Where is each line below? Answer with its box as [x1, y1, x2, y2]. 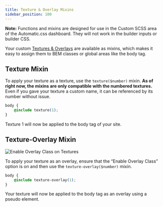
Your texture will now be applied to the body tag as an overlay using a [5, 191, 147, 197]
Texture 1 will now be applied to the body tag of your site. [5, 121, 122, 127]
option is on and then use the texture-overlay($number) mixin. [5, 163, 132, 169]
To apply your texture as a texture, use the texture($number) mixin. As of [5, 78, 154, 84]
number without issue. [5, 94, 51, 100]
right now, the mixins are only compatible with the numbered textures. [5, 83, 153, 89]
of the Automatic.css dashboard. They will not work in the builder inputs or [5, 31, 157, 36]
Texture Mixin [5, 65, 48, 73]
